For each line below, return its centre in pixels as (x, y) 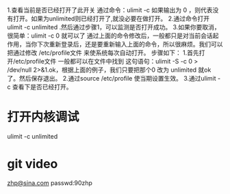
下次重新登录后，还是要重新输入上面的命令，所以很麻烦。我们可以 (130, 44)
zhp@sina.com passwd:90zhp (50, 182)
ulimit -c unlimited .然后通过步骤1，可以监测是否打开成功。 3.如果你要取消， (114, 27)
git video (33, 164)
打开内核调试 (43, 117)
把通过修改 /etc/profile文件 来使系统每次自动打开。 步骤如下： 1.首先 (103, 53)
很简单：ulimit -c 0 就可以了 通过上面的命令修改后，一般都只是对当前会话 (110, 36)
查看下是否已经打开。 (42, 87)
